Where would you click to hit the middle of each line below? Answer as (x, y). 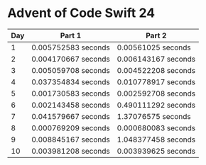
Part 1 (71, 35)
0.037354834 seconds (71, 81)
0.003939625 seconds (156, 151)
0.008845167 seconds (71, 140)
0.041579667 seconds (71, 116)
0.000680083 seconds (156, 127)
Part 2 (156, 35)
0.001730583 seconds (71, 93)
